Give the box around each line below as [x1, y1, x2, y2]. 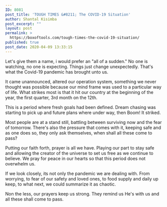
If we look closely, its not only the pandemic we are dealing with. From [5, 170, 150, 176]
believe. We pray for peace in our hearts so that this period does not [5, 155, 146, 161]
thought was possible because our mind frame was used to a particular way [5, 83, 161, 90]
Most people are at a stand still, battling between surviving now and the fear [5, 119, 162, 125]
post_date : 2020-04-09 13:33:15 [5, 44, 72, 49]
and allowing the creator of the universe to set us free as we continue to [5, 150, 153, 156]
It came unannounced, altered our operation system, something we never [5, 78, 156, 84]
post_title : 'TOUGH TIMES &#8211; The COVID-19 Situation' [5, 12, 131, 17]
